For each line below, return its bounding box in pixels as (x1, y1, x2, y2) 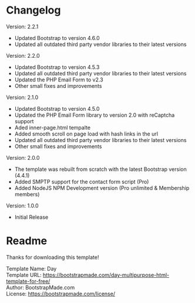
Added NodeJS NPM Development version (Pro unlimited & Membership (14, 184, 190, 192)
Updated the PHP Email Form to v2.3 (14, 76, 104, 83)
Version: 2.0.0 (6, 154, 40, 161)
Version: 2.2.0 (6, 52, 40, 59)
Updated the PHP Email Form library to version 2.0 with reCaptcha (14, 111, 175, 118)
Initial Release (14, 213, 49, 220)
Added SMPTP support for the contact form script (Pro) (14, 178, 149, 185)
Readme (6, 234, 48, 248)
